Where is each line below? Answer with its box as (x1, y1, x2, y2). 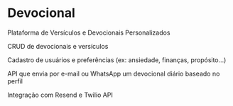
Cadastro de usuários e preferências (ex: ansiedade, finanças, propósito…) (7, 55, 227, 64)
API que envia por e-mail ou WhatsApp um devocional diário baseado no (7, 69, 220, 78)
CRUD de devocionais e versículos (7, 42, 109, 50)
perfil (7, 76, 23, 86)
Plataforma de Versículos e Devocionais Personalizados (7, 28, 170, 37)
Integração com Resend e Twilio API (7, 90, 114, 99)
